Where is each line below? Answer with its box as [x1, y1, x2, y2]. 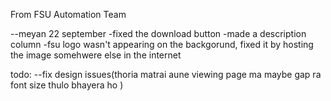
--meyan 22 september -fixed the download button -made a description [10, 28, 307, 39]
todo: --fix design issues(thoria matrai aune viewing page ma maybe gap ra [10, 69, 322, 80]
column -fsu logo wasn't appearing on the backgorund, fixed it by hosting [10, 39, 314, 50]
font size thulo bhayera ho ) [10, 79, 124, 91]
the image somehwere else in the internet [10, 49, 182, 61]
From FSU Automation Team [10, 9, 127, 20]
